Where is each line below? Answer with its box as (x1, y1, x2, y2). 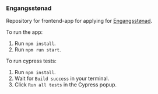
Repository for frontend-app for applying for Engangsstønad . (6, 18, 153, 25)
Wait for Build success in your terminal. (14, 75, 110, 82)
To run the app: (6, 29, 43, 36)
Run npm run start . (14, 46, 61, 53)
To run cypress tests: (6, 57, 57, 65)
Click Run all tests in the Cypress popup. (14, 81, 117, 88)
